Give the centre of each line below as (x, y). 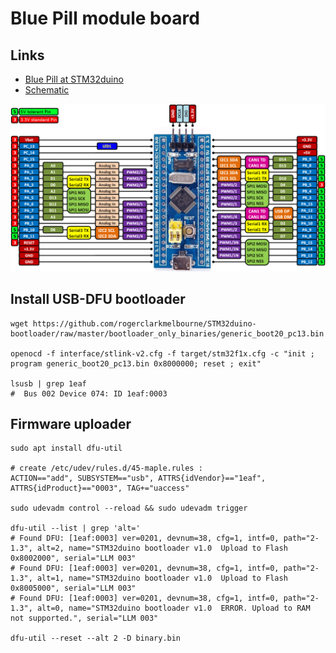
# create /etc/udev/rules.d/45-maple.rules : (106, 468)
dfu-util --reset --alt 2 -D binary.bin (96, 638)
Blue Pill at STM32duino (74, 79)
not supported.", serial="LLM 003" (84, 618)
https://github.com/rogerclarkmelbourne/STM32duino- (144, 323)
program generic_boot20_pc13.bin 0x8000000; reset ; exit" (136, 363)
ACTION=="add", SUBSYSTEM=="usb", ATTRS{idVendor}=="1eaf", (138, 478)
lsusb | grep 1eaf (48, 383)
